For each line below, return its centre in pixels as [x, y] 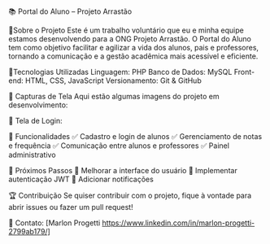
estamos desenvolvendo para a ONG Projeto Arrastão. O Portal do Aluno [130, 39]
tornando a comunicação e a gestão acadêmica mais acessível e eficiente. [133, 56]
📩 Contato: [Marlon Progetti [54, 223]
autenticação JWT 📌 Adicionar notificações [81, 179]
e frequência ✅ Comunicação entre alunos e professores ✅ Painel [119, 146]
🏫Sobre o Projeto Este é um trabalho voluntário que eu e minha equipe [126, 30]
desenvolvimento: [38, 105]
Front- [244, 72]
